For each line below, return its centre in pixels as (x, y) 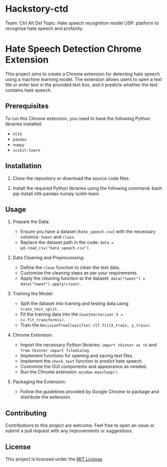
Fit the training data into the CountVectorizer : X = (72, 314)
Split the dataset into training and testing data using (74, 304)
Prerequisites (27, 106)
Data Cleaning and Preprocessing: (49, 258)
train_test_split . (39, 309)
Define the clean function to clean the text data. (70, 267)
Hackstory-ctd (37, 9)
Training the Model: (33, 294)
